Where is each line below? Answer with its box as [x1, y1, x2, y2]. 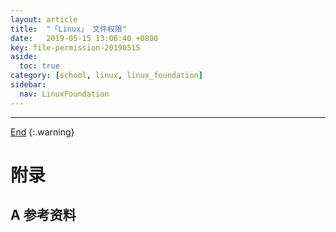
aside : [10, 52, 38, 62]
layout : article [10, 14, 78, 25]
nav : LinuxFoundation [19, 89, 110, 99]
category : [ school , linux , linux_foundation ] [10, 71, 203, 81]
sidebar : [10, 80, 47, 90]
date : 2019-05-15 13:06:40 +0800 [10, 33, 159, 43]
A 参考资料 [10, 207, 77, 224]
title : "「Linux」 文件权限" [10, 24, 127, 34]
